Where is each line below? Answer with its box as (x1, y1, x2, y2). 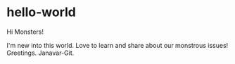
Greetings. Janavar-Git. (6, 49, 75, 57)
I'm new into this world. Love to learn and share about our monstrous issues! (6, 41, 229, 49)
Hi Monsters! (6, 27, 44, 36)
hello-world (6, 4, 77, 20)
